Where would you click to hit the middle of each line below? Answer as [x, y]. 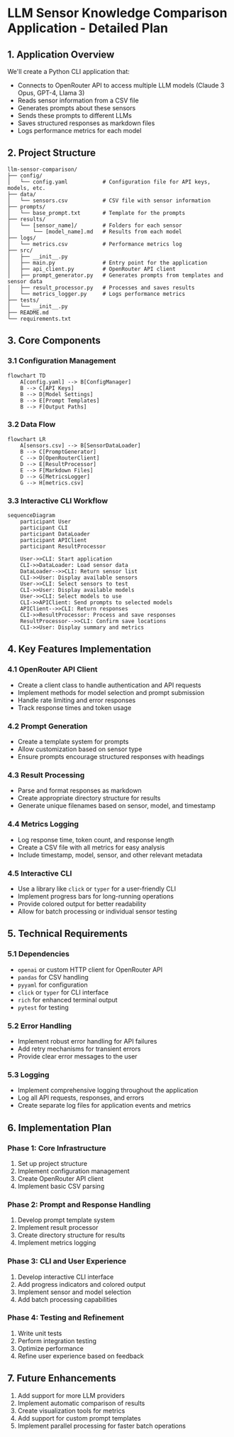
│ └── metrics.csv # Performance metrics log [95, 244]
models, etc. [27, 188]
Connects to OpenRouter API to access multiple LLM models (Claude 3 [121, 85]
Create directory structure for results [71, 1235]
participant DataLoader [55, 534]
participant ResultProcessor [63, 547]
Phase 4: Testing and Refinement [66, 1317]
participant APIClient [54, 541]
